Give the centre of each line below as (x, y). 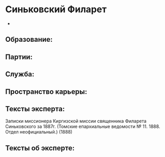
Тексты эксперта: (35, 109)
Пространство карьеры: (46, 91)
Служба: (20, 74)
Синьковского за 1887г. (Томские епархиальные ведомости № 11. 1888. (83, 126)
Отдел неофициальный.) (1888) (39, 132)
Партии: (19, 57)
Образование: (29, 40)
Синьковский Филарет (56, 9)
